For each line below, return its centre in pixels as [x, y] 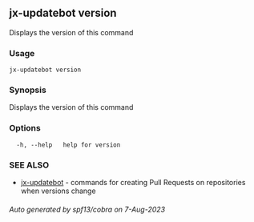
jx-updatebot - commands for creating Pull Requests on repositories [133, 182]
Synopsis [28, 90]
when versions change [58, 191]
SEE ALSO [29, 165]
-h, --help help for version [69, 145]
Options [25, 128]
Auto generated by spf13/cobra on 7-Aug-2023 [87, 209]
